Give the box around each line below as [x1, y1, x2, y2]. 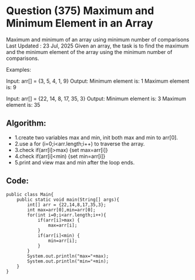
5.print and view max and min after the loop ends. [14, 158, 135, 166]
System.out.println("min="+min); [27, 258, 109, 264]
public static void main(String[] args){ [16, 197, 119, 203]
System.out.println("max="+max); [27, 253, 109, 259]
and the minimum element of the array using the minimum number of [6, 48, 173, 55]
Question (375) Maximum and [6, 4, 154, 18]
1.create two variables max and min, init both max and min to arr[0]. [14, 134, 178, 141]
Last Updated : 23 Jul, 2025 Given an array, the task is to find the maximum [6, 42, 189, 49]
